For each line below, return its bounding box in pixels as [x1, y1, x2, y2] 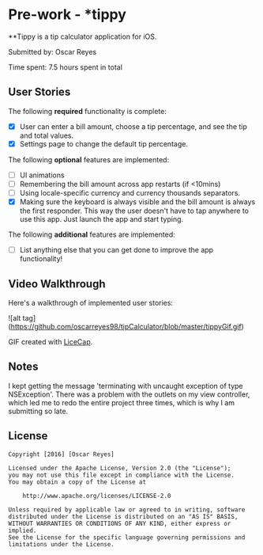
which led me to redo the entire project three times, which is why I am [8, 397, 235, 407]
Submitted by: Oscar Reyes [8, 47, 97, 56]
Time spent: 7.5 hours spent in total [8, 62, 122, 72]
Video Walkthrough [8, 277, 106, 291]
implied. [8, 526, 37, 534]
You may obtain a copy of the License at [8, 477, 147, 486]
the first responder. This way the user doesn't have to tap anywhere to [19, 206, 249, 215]
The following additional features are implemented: [8, 230, 175, 239]
